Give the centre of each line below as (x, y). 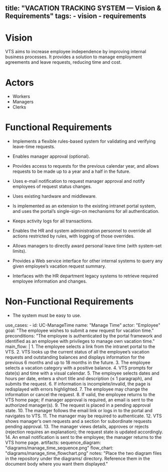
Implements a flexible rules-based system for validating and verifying (84, 141)
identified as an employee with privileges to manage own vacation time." (80, 341)
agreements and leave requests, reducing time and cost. (63, 62)
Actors (20, 83)
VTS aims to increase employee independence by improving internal (76, 52)
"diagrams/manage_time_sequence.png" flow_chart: (59, 448)
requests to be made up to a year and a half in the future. (71, 171)
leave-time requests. (34, 147)
